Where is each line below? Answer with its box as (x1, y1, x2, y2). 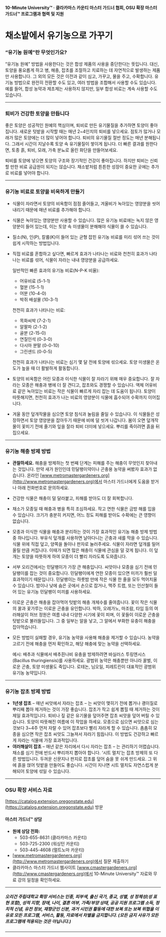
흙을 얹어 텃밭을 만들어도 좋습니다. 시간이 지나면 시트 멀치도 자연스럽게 (17, 762, 154, 768)
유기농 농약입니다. (12, 670, 47, 676)
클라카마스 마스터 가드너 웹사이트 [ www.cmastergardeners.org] (12, 864, 137, 870)
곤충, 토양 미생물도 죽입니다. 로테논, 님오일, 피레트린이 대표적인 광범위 (21, 664, 156, 670)
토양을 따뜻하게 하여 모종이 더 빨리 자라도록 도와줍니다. (21, 553, 127, 559)
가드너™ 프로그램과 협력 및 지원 (5, 10, 64, 17)
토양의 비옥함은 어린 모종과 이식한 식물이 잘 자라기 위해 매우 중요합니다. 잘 (12, 375, 155, 381)
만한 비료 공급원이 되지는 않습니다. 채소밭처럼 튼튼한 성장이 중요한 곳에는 (10, 164, 150, 170)
